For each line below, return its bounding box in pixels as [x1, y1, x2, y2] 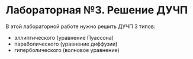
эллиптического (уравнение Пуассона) [14, 34, 114, 41]
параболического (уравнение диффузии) [14, 40, 118, 47]
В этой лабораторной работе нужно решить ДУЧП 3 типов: [5, 23, 156, 30]
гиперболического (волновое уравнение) [14, 46, 120, 53]
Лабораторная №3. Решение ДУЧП [5, 4, 188, 17]
